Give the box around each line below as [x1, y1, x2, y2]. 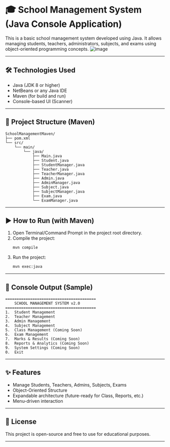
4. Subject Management [5, 323, 56, 328]
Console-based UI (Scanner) [12, 98, 73, 104]
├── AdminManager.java [32, 180, 80, 185]
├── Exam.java [32, 194, 62, 199]
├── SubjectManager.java [32, 189, 85, 194]
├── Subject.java [32, 184, 69, 189]
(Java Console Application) [5, 18, 122, 30]
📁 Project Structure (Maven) [5, 118, 95, 126]
